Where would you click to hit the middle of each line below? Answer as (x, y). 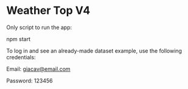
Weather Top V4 (48, 11)
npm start (19, 39)
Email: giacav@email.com (39, 69)
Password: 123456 (30, 81)
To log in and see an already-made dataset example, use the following (94, 51)
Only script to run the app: (39, 27)
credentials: (21, 57)
